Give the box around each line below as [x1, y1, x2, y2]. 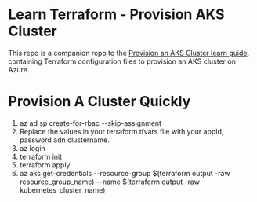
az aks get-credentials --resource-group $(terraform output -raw [19, 168, 230, 178]
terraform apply [19, 160, 71, 170]
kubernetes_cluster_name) [19, 185, 106, 194]
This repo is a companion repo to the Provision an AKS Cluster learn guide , [8, 48, 250, 57]
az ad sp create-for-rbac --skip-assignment [19, 118, 162, 127]
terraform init [19, 152, 63, 161]
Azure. [8, 64, 30, 74]
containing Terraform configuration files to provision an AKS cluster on [8, 57, 237, 66]
